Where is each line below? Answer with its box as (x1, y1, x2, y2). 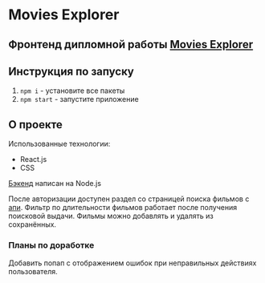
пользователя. (8, 266, 58, 276)
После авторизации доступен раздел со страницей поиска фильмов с (8, 194, 250, 204)
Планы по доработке (8, 240, 95, 251)
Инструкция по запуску (8, 64, 134, 78)
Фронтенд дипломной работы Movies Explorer (8, 38, 254, 51)
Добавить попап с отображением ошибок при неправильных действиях (8, 258, 257, 268)
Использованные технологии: (8, 139, 111, 149)
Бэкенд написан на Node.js (8, 179, 102, 188)
